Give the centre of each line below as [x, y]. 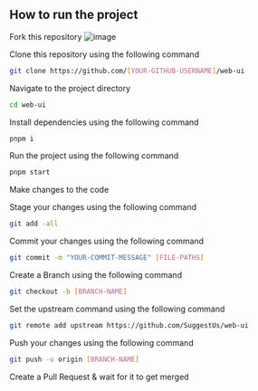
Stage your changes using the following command [103, 207]
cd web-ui [28, 105]
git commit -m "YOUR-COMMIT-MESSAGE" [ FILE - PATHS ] [107, 258]
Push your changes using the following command [101, 342]
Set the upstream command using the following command [117, 309]
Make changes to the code [59, 190]
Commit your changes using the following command [107, 241]
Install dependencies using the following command [104, 122]
